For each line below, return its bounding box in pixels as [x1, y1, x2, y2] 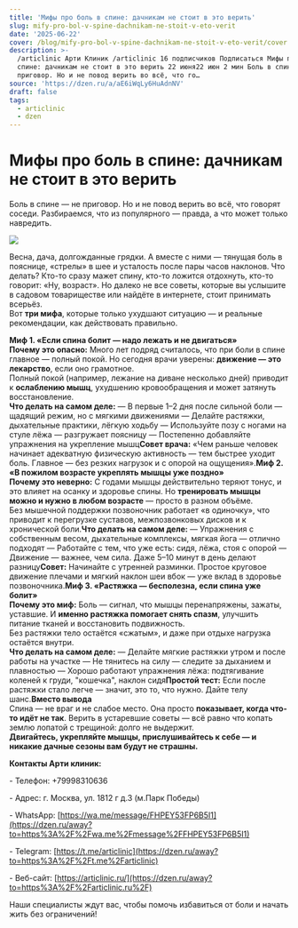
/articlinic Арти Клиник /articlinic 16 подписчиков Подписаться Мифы [17, 54, 284, 63]
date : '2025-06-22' [9, 29, 82, 38]
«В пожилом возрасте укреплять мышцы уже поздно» [9, 468, 224, 478]
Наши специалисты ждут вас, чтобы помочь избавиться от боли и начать [9, 900, 289, 910]
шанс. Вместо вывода [9, 694, 92, 705]
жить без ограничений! [9, 908, 98, 920]
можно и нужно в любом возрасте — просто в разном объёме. [9, 495, 254, 507]
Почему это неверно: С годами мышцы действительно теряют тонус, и [9, 476, 282, 487]
